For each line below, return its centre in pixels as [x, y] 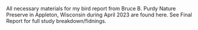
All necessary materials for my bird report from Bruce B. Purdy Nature [91, 9]
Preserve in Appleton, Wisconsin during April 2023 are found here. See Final [99, 15]
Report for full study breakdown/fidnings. [56, 21]
